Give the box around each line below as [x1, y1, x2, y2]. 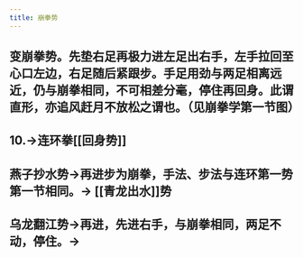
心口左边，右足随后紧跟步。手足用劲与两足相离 [9, 66, 271, 81]
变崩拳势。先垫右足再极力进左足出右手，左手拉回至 [9, 49, 294, 64]
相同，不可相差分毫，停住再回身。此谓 [79, 83, 294, 98]
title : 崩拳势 [9, 13, 59, 23]
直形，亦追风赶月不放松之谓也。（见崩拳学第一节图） [9, 100, 300, 115]
